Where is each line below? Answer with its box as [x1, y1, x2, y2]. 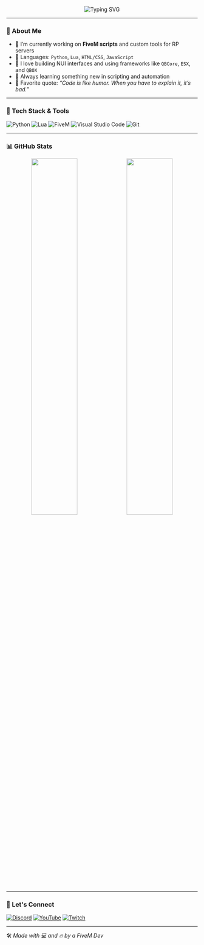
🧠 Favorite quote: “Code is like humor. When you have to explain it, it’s [15, 79, 191, 87]
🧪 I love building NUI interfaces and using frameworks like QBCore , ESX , [15, 60, 191, 67]
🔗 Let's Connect [6, 900, 55, 908]
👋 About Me [6, 26, 42, 35]
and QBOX [15, 66, 38, 74]
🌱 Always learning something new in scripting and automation [15, 73, 170, 80]
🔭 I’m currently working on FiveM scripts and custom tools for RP [15, 40, 179, 48]
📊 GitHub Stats [6, 142, 53, 150]
